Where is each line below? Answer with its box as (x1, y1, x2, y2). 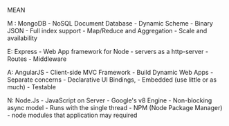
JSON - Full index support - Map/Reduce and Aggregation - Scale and (7, 27, 208, 35)
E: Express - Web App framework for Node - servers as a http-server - (7, 48, 209, 55)
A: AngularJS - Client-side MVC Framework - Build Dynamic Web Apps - (7, 69, 214, 76)
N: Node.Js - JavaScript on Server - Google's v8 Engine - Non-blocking (7, 96, 212, 105)
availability (7, 34, 38, 42)
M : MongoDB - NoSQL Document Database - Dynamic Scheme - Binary (7, 19, 213, 27)
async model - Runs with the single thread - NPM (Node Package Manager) (7, 104, 223, 111)
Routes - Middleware (7, 55, 67, 63)
